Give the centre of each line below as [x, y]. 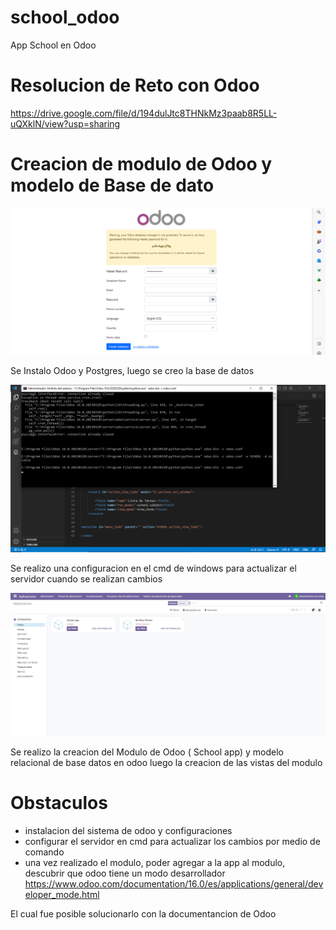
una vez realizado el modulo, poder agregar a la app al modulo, [155, 863]
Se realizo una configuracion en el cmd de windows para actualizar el [153, 568]
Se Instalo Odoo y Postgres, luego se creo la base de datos [132, 370]
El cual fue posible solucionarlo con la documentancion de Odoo [143, 914]
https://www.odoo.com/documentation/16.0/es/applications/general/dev [174, 884]
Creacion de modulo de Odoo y [141, 164]
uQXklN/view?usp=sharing [65, 123]
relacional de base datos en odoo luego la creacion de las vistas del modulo [166, 763]
